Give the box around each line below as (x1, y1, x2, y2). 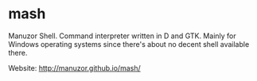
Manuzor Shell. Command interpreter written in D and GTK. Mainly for (8, 31, 236, 40)
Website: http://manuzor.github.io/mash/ (8, 63, 141, 72)
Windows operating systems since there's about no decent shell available (8, 39, 250, 48)
